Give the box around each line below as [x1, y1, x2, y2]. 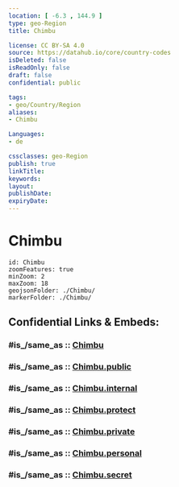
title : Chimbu [8, 27, 56, 35]
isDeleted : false [8, 56, 67, 64]
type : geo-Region [8, 19, 67, 27]
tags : [8, 93, 27, 101]
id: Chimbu [8, 258, 45, 266]
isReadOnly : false [8, 64, 70, 72]
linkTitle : [8, 167, 45, 175]
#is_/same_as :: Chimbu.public [8, 361, 131, 373]
